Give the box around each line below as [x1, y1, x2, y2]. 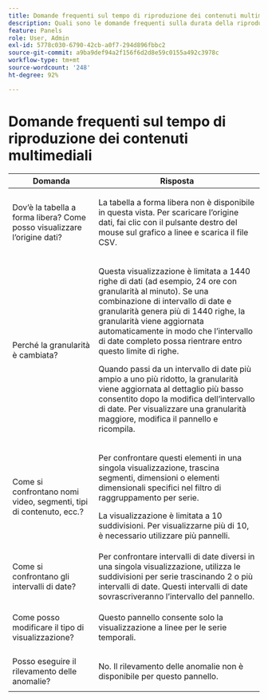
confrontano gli [12, 571, 70, 582]
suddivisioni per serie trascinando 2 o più [98, 571, 254, 582]
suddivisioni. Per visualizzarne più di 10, [98, 520, 250, 531]
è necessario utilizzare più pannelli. [98, 530, 231, 541]
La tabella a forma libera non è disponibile [98, 196, 255, 208]
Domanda [33, 175, 70, 186]
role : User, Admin [8, 34, 69, 42]
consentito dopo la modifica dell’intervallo [98, 393, 255, 404]
